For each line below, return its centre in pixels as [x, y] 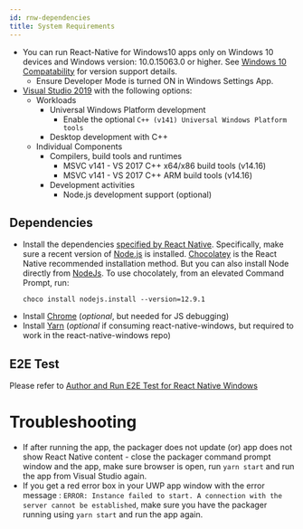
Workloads [56, 99]
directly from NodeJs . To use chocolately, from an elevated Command [153, 273]
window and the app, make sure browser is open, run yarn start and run [158, 467]
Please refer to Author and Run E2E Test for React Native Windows [133, 386]
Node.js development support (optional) [137, 194]
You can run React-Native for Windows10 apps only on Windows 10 [148, 52]
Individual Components [79, 146]
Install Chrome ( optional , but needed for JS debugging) [126, 316]
